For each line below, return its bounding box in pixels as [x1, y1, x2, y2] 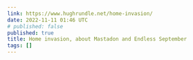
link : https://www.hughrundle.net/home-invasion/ [7, 10, 154, 17]
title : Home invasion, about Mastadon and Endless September [7, 36, 187, 43]
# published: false [7, 23, 64, 30]
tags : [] [7, 42, 33, 49]
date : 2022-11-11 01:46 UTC [7, 17, 89, 23]
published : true [7, 29, 54, 37]
